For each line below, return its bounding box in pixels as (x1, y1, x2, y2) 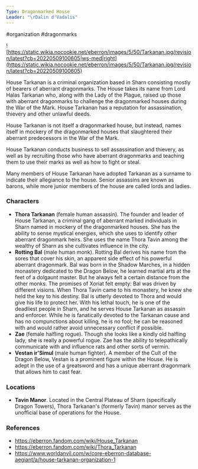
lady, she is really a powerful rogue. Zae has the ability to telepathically (14, 336, 188, 344)
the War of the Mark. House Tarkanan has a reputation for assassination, (6, 104, 183, 111)
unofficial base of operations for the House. (14, 409, 121, 416)
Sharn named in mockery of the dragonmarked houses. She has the (14, 223, 180, 230)
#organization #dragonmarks (6, 30, 77, 37)
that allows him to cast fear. (14, 368, 82, 375)
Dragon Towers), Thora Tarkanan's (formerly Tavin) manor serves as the (14, 403, 191, 410)
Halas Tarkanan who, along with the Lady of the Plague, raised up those (6, 91, 181, 98)
